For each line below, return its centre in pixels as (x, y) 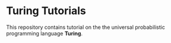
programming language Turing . (45, 33)
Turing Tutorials (46, 11)
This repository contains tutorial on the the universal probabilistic (85, 27)
